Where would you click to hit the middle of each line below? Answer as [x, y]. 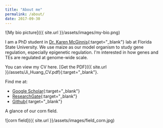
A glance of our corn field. [31, 111]
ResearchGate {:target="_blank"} [45, 96]
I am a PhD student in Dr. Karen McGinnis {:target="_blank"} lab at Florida [79, 42]
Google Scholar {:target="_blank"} [46, 91]
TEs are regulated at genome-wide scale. [47, 58]
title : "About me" [24, 10]
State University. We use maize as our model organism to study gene [74, 47]
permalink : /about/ [25, 14]
